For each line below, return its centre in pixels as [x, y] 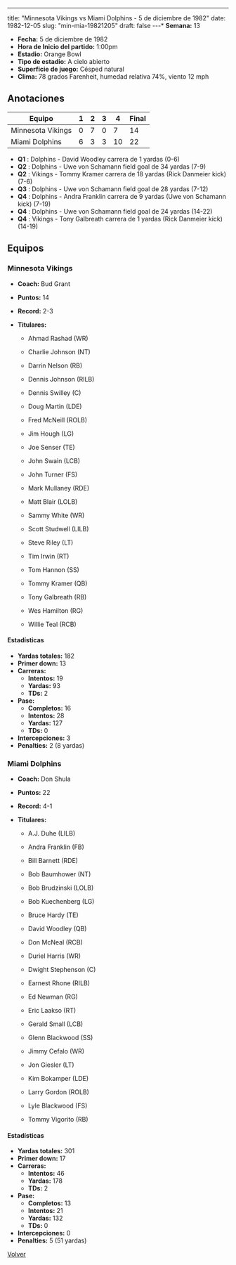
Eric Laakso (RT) [52, 1010]
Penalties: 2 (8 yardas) [51, 745]
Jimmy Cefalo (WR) [56, 1051]
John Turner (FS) [53, 474]
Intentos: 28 [46, 715]
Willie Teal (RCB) [52, 624]
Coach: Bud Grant [44, 284]
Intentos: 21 [45, 1211]
